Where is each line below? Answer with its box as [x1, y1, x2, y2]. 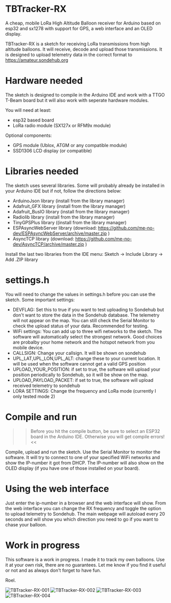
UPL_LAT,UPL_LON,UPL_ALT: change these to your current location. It [12, 355, 160, 361]
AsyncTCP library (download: [12, 235, 75, 242]
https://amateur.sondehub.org [5, 57, 68, 63]
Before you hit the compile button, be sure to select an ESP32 [30, 428, 160, 434]
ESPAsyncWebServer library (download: [12, 225, 97, 231]
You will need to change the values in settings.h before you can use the [5, 291, 156, 297]
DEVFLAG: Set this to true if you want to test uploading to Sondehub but [12, 306, 164, 312]
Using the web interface [5, 483, 109, 494]
